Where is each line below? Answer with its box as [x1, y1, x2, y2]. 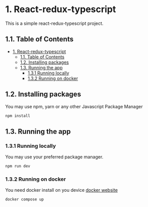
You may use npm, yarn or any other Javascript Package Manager [5, 103, 143, 109]
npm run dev [5, 163, 30, 169]
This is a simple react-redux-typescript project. [5, 20, 104, 26]
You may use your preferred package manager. [5, 154, 104, 160]
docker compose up [5, 197, 44, 202]
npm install [5, 113, 30, 118]
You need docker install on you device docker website [5, 187, 118, 193]
